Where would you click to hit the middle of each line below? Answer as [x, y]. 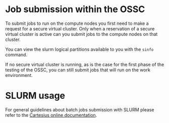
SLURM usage [35, 96]
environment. [19, 75]
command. [16, 55]
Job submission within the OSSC [75, 9]
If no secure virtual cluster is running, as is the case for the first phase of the [85, 64]
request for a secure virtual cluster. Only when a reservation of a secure [80, 28]
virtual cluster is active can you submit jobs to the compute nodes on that [81, 34]
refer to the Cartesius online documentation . [51, 115]
